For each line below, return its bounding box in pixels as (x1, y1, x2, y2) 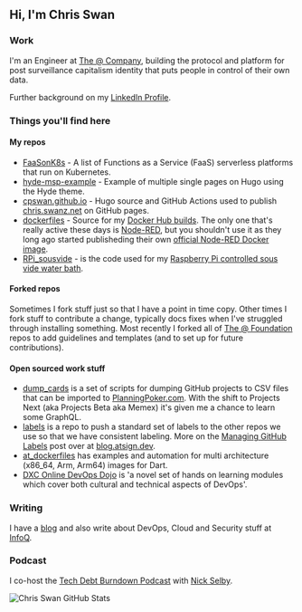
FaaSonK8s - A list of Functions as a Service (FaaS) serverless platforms (22, 157, 294, 167)
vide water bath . (22, 263, 84, 273)
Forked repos (9, 283, 61, 294)
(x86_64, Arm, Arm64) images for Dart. (22, 460, 168, 471)
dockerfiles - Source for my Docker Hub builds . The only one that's (22, 215, 273, 225)
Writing (9, 502, 43, 514)
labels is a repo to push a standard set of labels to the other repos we (22, 421, 281, 433)
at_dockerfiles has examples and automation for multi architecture (22, 450, 269, 461)
